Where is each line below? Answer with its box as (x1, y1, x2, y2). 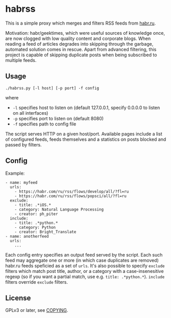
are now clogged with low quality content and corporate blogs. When (5, 35, 151, 41)
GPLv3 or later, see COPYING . (5, 307, 68, 313)
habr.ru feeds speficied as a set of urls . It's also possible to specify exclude (5, 262, 165, 269)
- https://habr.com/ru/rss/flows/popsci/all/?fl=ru (14, 193, 127, 199)
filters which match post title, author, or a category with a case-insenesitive (5, 268, 164, 274)
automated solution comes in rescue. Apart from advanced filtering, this (5, 46, 157, 52)
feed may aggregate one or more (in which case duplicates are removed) (5, 257, 159, 263)
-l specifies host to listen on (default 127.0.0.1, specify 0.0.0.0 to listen (12, 104, 160, 111)
